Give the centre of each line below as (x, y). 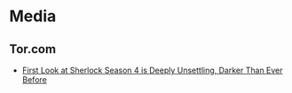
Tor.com (32, 49)
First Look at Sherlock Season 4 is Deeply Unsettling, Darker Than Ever (152, 70)
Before (34, 80)
